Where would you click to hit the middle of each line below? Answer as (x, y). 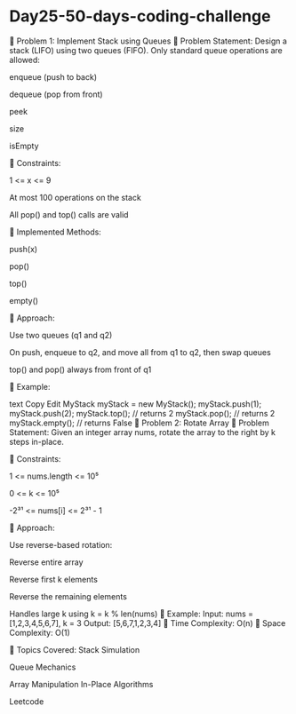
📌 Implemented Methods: (56, 232)
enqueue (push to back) (53, 76)
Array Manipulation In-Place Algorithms (81, 684)
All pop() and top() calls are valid (69, 214)
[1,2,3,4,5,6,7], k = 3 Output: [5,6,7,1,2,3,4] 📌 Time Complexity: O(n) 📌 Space (148, 623)
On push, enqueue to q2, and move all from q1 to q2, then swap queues (140, 352)
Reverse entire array (46, 562)
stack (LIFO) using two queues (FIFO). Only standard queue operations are (146, 50)
